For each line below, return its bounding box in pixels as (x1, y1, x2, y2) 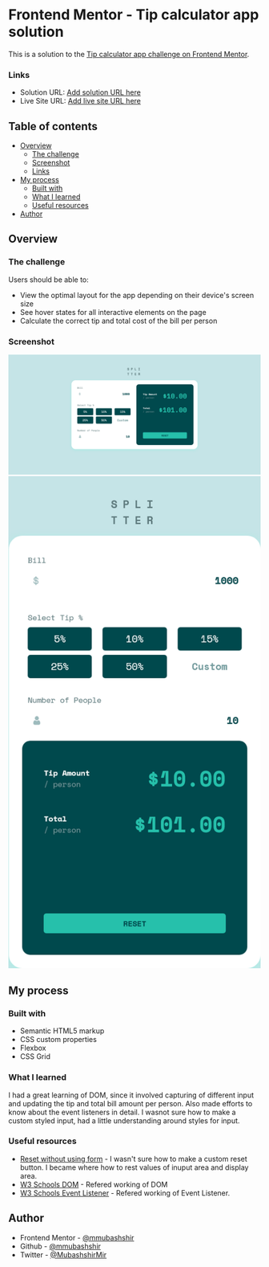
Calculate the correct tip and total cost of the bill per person (19, 316, 218, 325)
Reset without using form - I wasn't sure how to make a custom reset (19, 1154, 248, 1163)
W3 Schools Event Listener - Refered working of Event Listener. (19, 1187, 231, 1198)
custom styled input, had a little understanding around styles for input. (8, 1115, 240, 1126)
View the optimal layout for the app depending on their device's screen (19, 290, 255, 300)
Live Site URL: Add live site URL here (19, 96, 142, 106)
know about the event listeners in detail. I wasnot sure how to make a (8, 1107, 236, 1117)
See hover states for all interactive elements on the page (19, 307, 207, 317)
